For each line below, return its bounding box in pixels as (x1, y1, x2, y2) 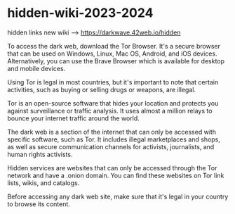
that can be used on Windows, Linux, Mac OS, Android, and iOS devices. (7, 49, 217, 58)
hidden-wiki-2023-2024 (7, 5, 154, 21)
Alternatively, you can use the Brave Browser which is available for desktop (7, 56, 225, 65)
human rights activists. (7, 150, 73, 158)
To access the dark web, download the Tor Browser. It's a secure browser (7, 42, 221, 50)
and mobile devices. (7, 64, 66, 73)
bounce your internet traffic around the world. (7, 114, 140, 122)
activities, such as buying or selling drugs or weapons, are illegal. (7, 85, 196, 94)
